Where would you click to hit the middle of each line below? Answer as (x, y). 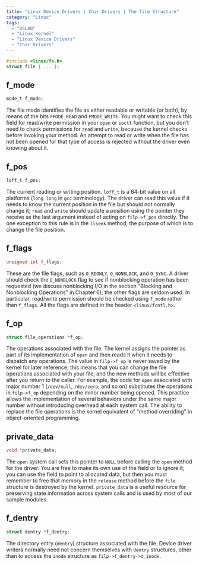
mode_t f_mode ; (25, 99)
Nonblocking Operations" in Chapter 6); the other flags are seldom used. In (98, 292)
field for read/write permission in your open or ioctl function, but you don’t (97, 123)
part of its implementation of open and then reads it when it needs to (89, 355)
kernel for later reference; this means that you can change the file (86, 367)
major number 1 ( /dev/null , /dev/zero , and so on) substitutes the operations (99, 386)
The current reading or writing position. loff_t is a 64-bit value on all (91, 192)
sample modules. (27, 500)
